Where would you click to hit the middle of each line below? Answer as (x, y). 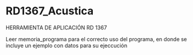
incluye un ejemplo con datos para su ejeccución (67, 45)
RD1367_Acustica (50, 11)
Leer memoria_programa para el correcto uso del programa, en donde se (96, 39)
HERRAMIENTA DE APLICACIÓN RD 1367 (56, 27)
